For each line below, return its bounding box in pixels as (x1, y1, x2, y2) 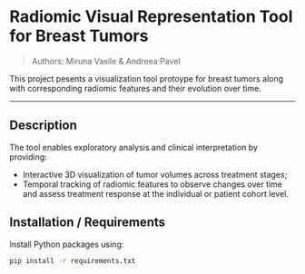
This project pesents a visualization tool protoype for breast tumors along (9, 73, 284, 83)
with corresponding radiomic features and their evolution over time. (9, 83, 261, 93)
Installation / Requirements (9, 215, 166, 230)
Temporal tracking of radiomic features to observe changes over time (22, 179, 283, 190)
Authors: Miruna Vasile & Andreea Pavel (31, 55, 181, 66)
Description (9, 118, 77, 133)
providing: (9, 152, 47, 162)
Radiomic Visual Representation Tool (9, 6, 293, 27)
